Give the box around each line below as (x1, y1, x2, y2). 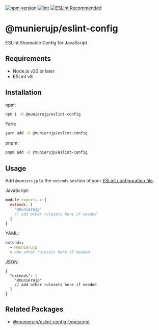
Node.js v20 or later (12, 68, 55, 74)
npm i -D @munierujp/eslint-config (5, 111, 81, 117)
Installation (5, 88, 42, 97)
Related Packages (5, 305, 64, 314)
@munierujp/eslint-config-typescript (12, 318, 90, 324)
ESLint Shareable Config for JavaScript (5, 39, 88, 45)
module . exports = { (5, 197, 47, 202)
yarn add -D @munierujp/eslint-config (5, 131, 88, 136)
